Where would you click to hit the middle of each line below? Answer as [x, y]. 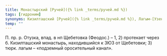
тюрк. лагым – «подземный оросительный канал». [59, 48]
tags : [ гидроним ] [23, 14]
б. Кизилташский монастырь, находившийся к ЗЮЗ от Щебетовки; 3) [79, 43]
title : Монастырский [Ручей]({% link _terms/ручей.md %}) [66, 10]
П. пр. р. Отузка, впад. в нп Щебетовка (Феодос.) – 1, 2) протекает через [82, 38]
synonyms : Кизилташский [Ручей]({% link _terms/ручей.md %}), [71, 19]
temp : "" [14, 24]
